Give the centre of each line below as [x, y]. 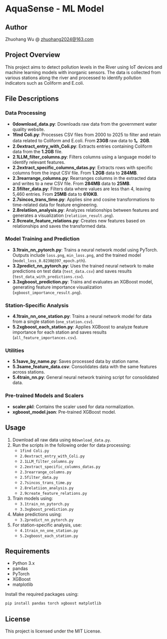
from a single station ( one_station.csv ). [53, 322]
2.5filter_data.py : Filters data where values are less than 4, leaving [82, 189]
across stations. [29, 372]
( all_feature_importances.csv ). [45, 338]
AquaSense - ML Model [55, 9]
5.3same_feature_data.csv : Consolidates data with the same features [84, 367]
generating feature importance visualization [57, 287]
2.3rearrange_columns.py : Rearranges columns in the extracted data [84, 178]
